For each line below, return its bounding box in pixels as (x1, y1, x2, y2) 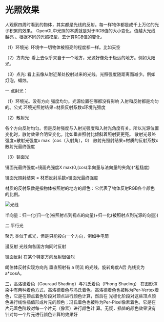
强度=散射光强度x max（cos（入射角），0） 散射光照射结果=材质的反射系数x (5, 137, 159, 143)
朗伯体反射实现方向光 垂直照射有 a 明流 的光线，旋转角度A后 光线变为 (5, 264, 145, 270)
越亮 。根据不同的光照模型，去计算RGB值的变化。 (5, 34, 105, 40)
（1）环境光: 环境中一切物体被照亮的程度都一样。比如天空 (5, 44, 121, 50)
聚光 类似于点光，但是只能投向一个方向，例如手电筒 (5, 233, 109, 239)
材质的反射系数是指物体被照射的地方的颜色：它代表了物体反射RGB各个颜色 (5, 185, 155, 191)
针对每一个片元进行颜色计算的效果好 (5, 311, 78, 317)
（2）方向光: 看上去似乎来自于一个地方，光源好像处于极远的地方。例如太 (5, 54, 151, 60)
